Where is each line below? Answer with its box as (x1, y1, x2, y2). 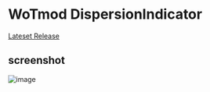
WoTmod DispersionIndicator (8, 5, 202, 23)
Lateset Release (8, 31, 60, 41)
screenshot (8, 54, 65, 67)
